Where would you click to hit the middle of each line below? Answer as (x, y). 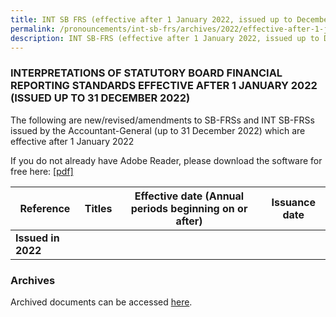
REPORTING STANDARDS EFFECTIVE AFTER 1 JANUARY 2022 (164, 86)
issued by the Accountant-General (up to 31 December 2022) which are (158, 130)
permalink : (33, 29)
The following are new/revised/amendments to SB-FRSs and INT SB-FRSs (162, 120)
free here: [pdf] (42, 171)
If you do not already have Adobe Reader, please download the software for (166, 160)
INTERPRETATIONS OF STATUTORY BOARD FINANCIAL (146, 73)
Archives (33, 280)
